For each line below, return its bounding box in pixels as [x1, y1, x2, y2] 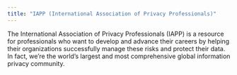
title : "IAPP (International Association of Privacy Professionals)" [7, 10, 217, 18]
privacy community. [7, 59, 65, 67]
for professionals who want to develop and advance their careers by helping [7, 36, 230, 46]
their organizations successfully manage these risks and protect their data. [7, 44, 226, 53]
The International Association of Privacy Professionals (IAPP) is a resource [7, 29, 224, 38]
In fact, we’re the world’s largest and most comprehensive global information [7, 52, 231, 60]
